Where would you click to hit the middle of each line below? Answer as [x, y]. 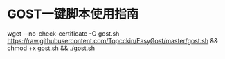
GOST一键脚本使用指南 [73, 14]
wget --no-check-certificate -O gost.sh [63, 33]
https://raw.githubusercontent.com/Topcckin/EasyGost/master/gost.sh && [112, 40]
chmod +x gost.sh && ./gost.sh [51, 48]
